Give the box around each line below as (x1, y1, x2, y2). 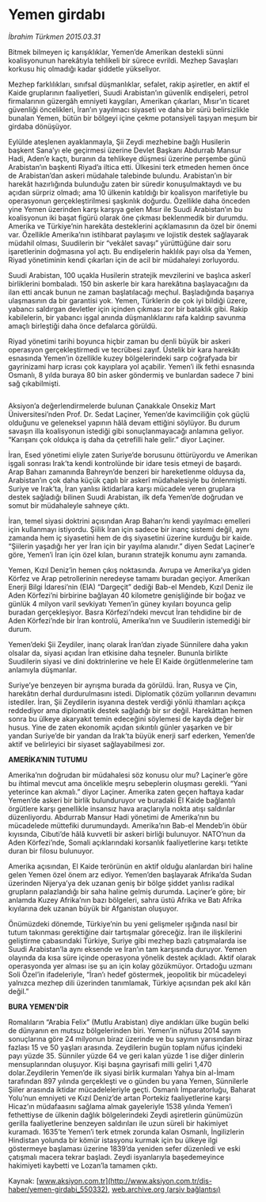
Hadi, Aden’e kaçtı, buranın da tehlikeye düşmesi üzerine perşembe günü (8, 153, 247, 164)
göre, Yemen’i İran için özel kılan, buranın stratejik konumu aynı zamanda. (8, 549, 248, 559)
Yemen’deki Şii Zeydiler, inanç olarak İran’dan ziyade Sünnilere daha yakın (8, 639, 249, 649)
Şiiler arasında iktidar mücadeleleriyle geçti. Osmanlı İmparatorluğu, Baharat (8, 1084, 256, 1094)
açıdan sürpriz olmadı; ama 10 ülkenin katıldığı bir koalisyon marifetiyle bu (8, 187, 248, 197)
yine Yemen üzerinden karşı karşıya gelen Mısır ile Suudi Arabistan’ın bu (8, 204, 243, 214)
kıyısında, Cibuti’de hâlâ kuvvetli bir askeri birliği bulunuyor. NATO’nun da (8, 829, 246, 838)
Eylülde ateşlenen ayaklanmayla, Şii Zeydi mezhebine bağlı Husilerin (8, 137, 231, 146)
